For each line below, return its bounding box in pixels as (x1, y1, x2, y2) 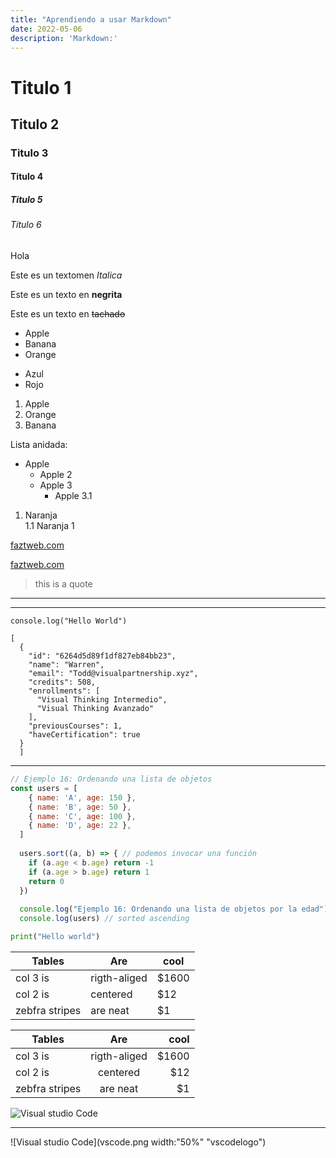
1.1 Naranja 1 (24, 520, 75, 532)
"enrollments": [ (28, 686, 101, 696)
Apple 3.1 (54, 490, 93, 502)
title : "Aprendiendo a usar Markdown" (10, 14, 172, 25)
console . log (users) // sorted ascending (19, 914, 190, 924)
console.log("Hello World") (10, 616, 128, 626)
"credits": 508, (28, 677, 97, 688)
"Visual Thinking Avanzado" (36, 704, 155, 714)
